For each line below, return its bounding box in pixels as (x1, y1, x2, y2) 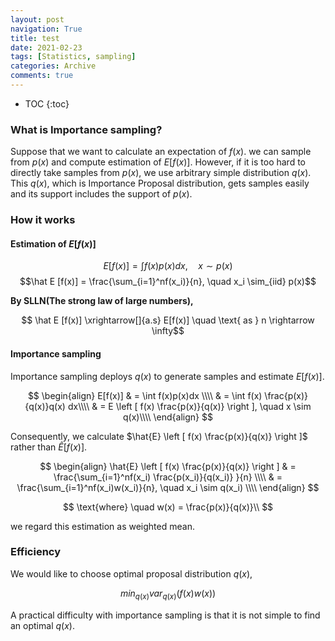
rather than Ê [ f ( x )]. (10, 441, 88, 453)
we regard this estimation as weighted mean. (10, 520, 195, 532)
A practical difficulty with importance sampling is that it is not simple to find (10, 609, 321, 621)
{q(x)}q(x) (24, 400, 66, 412)
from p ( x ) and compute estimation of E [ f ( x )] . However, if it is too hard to (10, 156, 306, 168)
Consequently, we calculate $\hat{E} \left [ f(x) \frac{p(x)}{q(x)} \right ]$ (10, 430, 308, 442)
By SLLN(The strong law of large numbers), (10, 295, 194, 307)
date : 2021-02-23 (10, 42, 83, 53)
